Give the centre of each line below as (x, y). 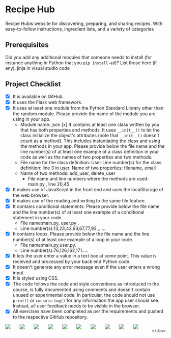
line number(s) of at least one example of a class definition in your (90, 151)
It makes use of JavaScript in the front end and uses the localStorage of (88, 189)
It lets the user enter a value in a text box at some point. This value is (84, 256)
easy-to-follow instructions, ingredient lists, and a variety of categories (80, 29)
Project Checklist (33, 84)
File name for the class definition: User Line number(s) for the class (91, 162)
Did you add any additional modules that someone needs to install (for (79, 57)
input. (19, 273)
